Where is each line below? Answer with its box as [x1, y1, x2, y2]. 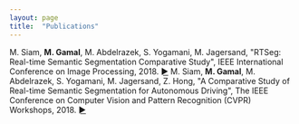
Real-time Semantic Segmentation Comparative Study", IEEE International [9, 56, 284, 67]
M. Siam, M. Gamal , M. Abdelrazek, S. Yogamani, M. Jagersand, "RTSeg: [9, 46, 282, 57]
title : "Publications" [9, 22, 100, 31]
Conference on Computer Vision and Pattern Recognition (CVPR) [9, 94, 252, 105]
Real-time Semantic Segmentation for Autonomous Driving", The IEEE [9, 85, 269, 96]
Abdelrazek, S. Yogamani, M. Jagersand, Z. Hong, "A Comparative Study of [9, 75, 290, 86]
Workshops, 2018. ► [9, 104, 86, 115]
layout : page [9, 13, 59, 23]
